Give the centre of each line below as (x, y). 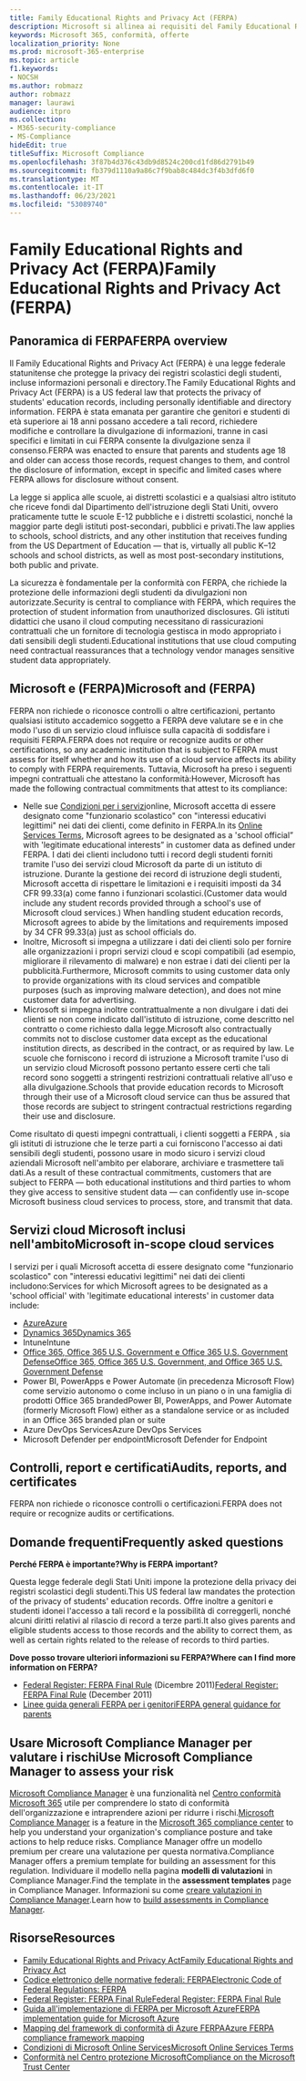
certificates (43, 1481)
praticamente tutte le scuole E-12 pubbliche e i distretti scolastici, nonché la (151, 516)
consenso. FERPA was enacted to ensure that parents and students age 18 (148, 450)
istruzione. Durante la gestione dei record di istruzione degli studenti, (152, 874)
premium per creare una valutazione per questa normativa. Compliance (142, 1851)
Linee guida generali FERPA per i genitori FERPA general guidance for (152, 1704)
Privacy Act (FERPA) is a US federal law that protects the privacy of (135, 392)
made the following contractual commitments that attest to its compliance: (148, 788)
